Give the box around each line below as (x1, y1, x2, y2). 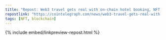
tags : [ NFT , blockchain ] (5, 16, 56, 21)
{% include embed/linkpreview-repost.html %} (5, 30, 100, 36)
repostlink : (5, 12, 30, 17)
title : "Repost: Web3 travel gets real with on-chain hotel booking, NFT (5, 7, 161, 12)
